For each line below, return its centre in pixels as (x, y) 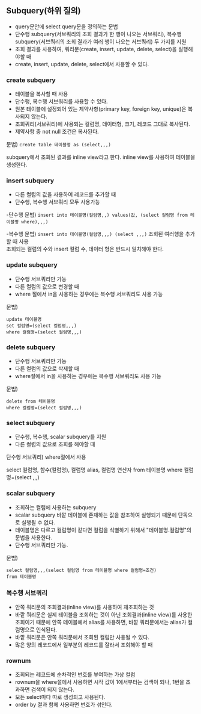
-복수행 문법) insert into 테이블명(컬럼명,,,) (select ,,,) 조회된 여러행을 (95, 234)
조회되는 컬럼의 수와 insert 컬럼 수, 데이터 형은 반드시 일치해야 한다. (85, 249)
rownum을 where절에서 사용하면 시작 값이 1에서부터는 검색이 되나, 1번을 (100, 682)
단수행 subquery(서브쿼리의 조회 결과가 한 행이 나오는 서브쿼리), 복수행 (98, 34)
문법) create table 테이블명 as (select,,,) (59, 144)
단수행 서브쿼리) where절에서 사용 (46, 457)
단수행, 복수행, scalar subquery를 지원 (61, 437)
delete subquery (31, 347)
